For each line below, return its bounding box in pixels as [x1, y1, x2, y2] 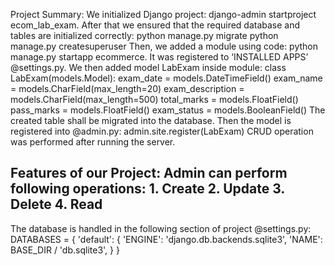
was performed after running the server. [10, 136, 176, 148]
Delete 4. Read [10, 196, 103, 213]
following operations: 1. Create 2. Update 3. [10, 180, 285, 198]
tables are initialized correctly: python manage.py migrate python [10, 30, 279, 41]
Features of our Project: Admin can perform [10, 165, 288, 182]
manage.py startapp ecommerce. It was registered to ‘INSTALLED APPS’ [10, 51, 309, 63]
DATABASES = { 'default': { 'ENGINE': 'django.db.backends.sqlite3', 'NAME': [10, 233, 323, 245]
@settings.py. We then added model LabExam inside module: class [10, 62, 287, 73]
